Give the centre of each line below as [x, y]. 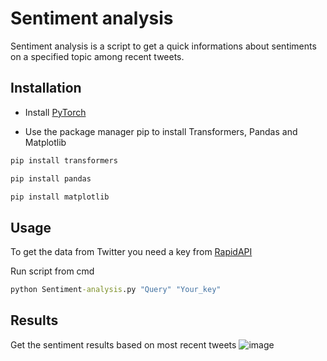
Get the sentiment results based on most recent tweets [123, 344]
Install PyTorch [55, 112]
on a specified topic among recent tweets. [97, 56]
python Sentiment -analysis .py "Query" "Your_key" [116, 290]
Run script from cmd [52, 271]
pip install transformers [64, 160]
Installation [46, 88]
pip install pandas [51, 178]
